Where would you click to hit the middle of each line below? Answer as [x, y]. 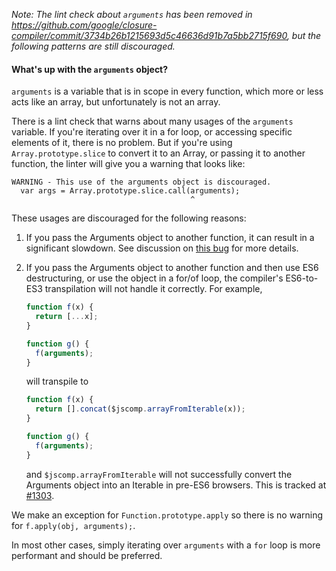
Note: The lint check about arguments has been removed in [132, 14]
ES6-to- [302, 278]
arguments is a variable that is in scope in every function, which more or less [167, 91]
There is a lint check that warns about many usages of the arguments [152, 121]
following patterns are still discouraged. [93, 46]
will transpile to [57, 381]
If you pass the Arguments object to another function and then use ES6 [172, 268]
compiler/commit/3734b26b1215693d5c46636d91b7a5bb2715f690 [149, 35]
